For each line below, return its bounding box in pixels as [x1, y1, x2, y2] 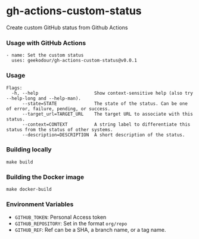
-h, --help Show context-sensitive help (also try [11, 90, 194, 96]
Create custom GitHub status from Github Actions [6, 24, 128, 31]
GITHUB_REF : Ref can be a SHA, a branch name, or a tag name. [14, 226, 166, 234]
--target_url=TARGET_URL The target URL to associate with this [21, 111, 194, 117]
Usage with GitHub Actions [6, 39, 86, 47]
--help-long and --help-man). [6, 95, 82, 101]
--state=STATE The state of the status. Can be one [21, 100, 188, 107]
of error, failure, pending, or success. [6, 105, 111, 111]
